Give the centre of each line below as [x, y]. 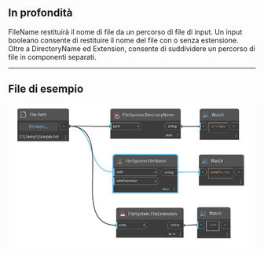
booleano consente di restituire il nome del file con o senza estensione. [123, 40]
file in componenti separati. [52, 57]
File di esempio [46, 89]
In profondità [40, 13]
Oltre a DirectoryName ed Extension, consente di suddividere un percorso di [132, 48]
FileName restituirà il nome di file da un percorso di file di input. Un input [125, 31]
